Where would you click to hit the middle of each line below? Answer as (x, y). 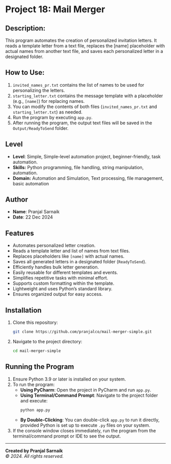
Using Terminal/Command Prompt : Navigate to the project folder (89, 395)
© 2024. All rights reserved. (35, 456)
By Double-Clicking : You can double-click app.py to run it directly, (90, 420)
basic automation (31, 183)
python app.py (35, 410)
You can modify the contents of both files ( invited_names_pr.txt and (85, 106)
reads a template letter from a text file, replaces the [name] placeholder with (85, 46)
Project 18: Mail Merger (55, 9)
